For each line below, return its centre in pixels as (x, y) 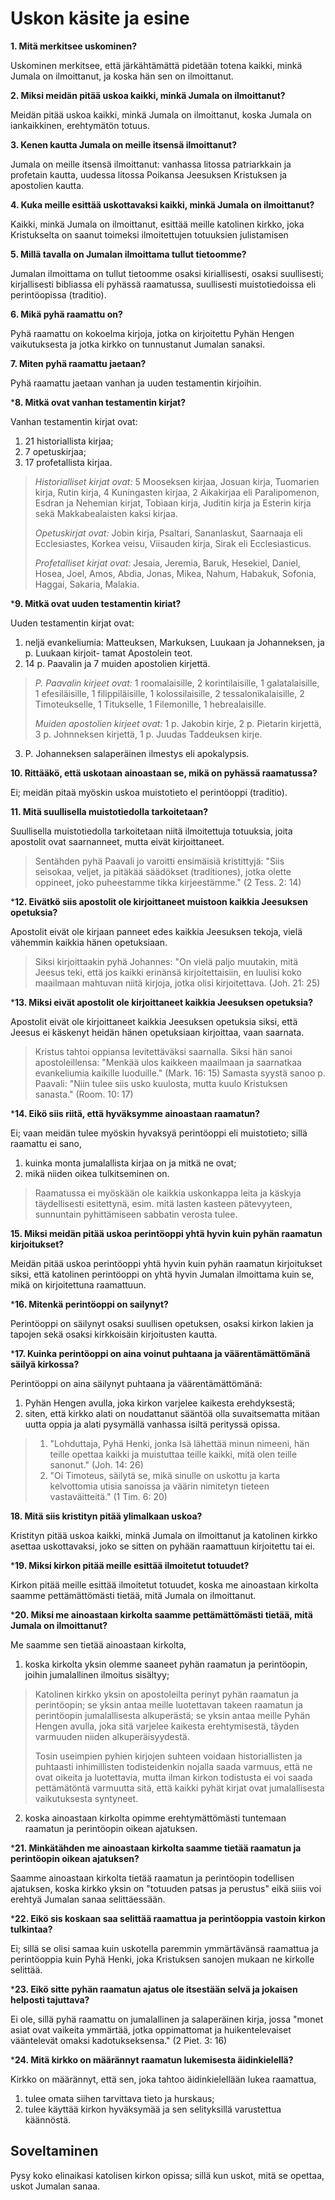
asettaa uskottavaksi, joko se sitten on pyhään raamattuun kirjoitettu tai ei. (163, 1546)
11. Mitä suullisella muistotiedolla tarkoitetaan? (109, 811)
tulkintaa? (31, 1929)
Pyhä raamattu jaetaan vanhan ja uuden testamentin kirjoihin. (136, 383)
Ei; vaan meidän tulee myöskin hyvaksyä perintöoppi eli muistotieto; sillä (159, 1133)
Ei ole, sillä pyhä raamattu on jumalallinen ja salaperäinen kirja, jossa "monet (167, 2019)
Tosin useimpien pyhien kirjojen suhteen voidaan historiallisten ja (168, 1756)
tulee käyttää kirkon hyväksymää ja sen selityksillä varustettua (153, 2109)
